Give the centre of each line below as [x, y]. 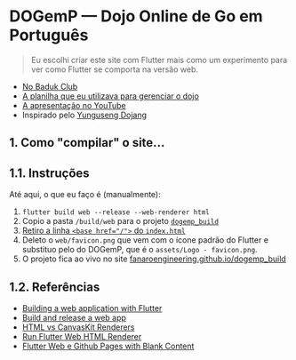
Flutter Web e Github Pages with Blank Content [108, 346]
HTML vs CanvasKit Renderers [78, 327]
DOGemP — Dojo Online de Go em [136, 16]
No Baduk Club [50, 86]
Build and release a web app [74, 317]
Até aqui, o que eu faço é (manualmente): [85, 195]
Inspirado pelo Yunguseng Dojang [84, 115]
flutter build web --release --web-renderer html [116, 212]
